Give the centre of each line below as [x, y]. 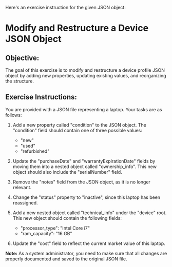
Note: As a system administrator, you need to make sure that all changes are [86, 253]
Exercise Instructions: [41, 97]
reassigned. [25, 202]
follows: [14, 115]
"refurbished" [35, 151]
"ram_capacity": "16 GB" [46, 233]
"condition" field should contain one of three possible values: [78, 130]
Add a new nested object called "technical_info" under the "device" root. [90, 213]
